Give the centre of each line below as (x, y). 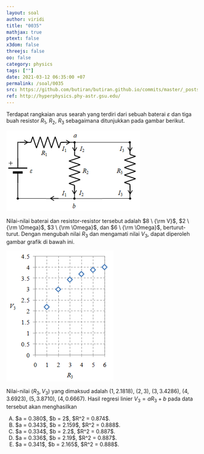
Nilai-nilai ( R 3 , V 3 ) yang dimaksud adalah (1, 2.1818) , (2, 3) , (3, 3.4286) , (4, (98, 392)
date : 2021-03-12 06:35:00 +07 (46, 77)
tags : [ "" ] (20, 71)
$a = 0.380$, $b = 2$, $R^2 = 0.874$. (63, 419)
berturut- (175, 227)
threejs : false (25, 52)
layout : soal (23, 13)
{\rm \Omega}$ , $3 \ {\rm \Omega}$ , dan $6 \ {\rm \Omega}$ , (84, 227)
